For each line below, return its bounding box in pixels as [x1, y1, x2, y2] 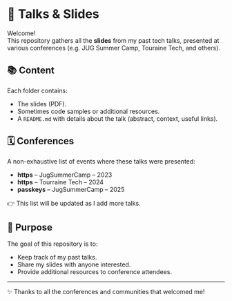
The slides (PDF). [17, 99, 67, 108]
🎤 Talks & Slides [7, 6, 100, 22]
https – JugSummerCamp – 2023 [17, 171, 113, 179]
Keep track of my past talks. [17, 253, 97, 262]
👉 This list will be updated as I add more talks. [7, 199, 142, 207]
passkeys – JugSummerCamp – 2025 [17, 185, 125, 193]
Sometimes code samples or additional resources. [17, 107, 160, 115]
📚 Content [7, 65, 55, 77]
